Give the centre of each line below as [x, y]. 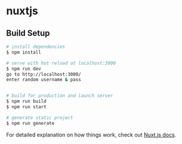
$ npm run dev [24, 69]
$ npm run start [26, 107]
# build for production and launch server [60, 96]
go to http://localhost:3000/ [44, 74]
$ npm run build [26, 102]
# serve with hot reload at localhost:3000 [61, 63]
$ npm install [24, 52]
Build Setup [28, 33]
